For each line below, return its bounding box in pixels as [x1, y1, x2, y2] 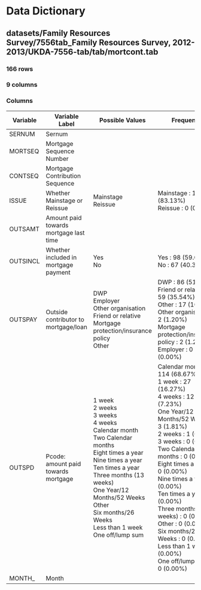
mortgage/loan [45, 323, 88, 331]
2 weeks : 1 [157, 430, 190, 438]
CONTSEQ [9, 172, 39, 180]
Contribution [45, 172, 81, 180]
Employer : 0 [157, 345, 193, 354]
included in [45, 253, 77, 261]
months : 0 [157, 452, 188, 460]
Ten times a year [93, 463, 140, 472]
